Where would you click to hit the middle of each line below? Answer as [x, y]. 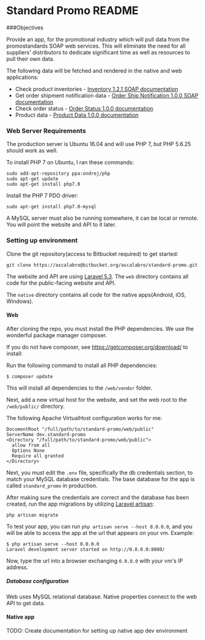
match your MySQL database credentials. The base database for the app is [101, 479]
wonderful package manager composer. [57, 335]
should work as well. [32, 151]
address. [17, 567]
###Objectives [25, 27]
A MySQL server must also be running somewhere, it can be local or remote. [103, 218]
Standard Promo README [73, 11]
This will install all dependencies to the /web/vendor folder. [79, 388]
